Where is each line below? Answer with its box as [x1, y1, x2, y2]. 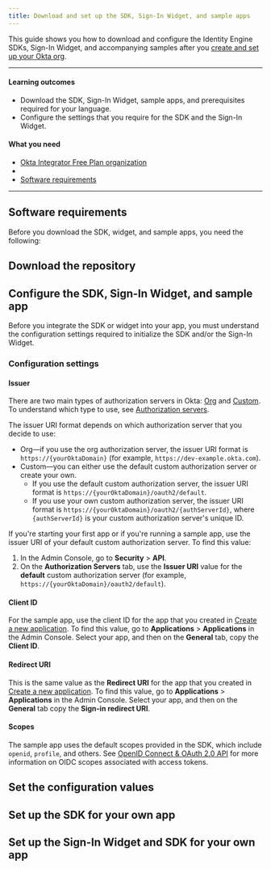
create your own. [19, 470, 77, 480]
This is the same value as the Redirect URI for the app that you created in [8, 677, 252, 687]
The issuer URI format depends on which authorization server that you [8, 420, 243, 430]
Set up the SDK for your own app [8, 808, 176, 821]
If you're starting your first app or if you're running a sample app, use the [8, 529, 251, 538]
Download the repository [8, 259, 136, 273]
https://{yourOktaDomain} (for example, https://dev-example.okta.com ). [19, 453, 261, 463]
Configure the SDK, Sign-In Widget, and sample [8, 286, 253, 300]
